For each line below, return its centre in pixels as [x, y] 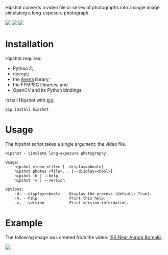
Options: [15, 189]
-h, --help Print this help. [60, 198]
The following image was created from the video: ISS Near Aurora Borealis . [84, 237]
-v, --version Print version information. [72, 203]
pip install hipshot [27, 109]
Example [24, 223]
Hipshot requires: [23, 58]
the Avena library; [31, 79]
